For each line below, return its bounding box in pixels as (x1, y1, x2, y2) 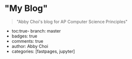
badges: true (11, 33, 37, 39)
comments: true (11, 38, 44, 44)
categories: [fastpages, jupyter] (11, 48, 75, 54)
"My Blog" (4, 3, 48, 14)
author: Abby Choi (11, 43, 49, 49)
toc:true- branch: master (11, 28, 61, 34)
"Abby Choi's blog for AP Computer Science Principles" (16, 19, 128, 24)
